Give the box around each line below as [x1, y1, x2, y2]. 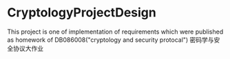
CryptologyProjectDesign [7, 5, 156, 21]
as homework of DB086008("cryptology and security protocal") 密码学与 [7, 36, 215, 44]
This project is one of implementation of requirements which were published [7, 27, 224, 36]
